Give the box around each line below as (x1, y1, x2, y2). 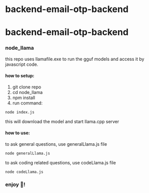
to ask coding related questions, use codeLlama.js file (5, 160, 116, 166)
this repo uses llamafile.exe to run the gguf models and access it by (5, 56, 144, 62)
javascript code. (5, 61, 38, 67)
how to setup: (5, 73, 34, 79)
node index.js (5, 110, 35, 115)
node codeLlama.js (5, 169, 43, 174)
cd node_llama (12, 89, 43, 95)
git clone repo (12, 84, 41, 90)
